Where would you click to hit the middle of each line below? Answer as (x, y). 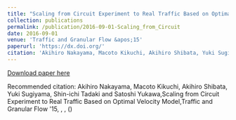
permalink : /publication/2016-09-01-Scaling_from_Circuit (94, 27)
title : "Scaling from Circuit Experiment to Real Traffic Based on (108, 14)
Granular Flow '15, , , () (40, 109)
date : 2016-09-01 (33, 33)
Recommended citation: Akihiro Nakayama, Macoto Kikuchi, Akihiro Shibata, (118, 86)
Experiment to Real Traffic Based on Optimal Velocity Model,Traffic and (110, 101)
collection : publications (45, 20)
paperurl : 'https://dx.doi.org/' (56, 46)
